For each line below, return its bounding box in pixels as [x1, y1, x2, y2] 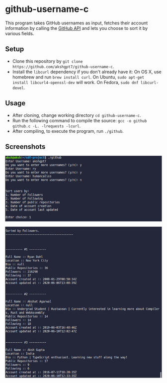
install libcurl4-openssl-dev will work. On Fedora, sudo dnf [12, 79, 139, 85]
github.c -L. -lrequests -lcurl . [12, 123, 81, 129]
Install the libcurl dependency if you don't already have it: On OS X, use [12, 69, 162, 75]
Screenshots [5, 142, 46, 151]
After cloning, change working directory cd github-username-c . [12, 112, 141, 118]
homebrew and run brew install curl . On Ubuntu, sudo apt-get [12, 74, 145, 80]
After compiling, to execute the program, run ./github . [12, 128, 124, 134]
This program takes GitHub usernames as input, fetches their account [5, 20, 148, 26]
